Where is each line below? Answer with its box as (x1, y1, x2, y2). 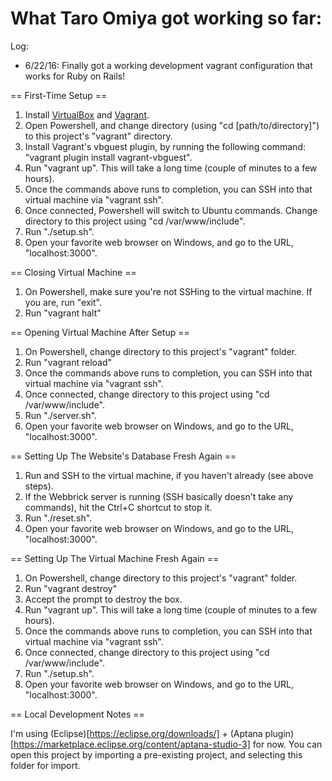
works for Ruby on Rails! (24, 70, 126, 82)
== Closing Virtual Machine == (10, 266, 137, 278)
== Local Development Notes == (10, 708, 145, 720)
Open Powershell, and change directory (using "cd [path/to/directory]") (24, 119, 320, 131)
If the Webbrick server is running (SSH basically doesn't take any (24, 490, 294, 502)
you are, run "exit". (24, 296, 102, 308)
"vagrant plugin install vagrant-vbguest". (24, 151, 193, 163)
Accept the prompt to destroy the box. (24, 593, 183, 605)
